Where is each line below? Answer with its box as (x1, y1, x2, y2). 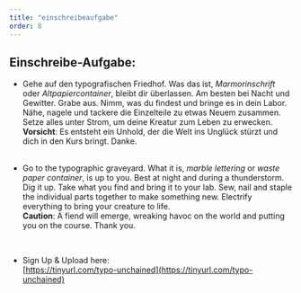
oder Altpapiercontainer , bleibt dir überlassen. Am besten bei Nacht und (22, 88, 290, 99)
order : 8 (9, 22, 42, 31)
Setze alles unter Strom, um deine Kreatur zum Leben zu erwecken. (22, 117, 273, 128)
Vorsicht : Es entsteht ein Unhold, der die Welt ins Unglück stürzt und (22, 127, 279, 138)
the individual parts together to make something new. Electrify (22, 191, 252, 202)
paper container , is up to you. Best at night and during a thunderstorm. (22, 173, 285, 183)
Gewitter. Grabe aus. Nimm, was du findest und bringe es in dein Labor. (22, 98, 288, 109)
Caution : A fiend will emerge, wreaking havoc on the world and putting (22, 210, 286, 221)
